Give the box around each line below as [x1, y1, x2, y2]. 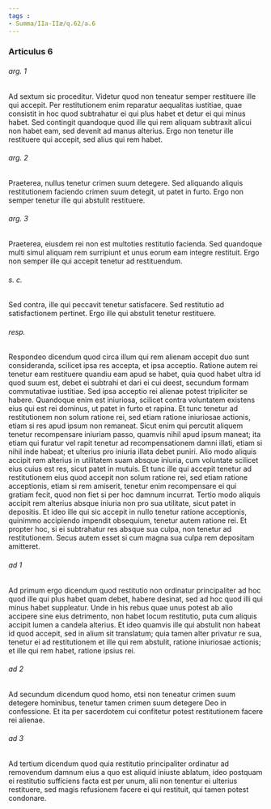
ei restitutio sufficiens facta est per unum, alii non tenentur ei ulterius [8, 776, 238, 786]
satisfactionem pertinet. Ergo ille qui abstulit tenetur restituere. [8, 309, 217, 319]
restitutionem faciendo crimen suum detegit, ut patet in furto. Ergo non [8, 186, 244, 196]
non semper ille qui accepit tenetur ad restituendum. [8, 256, 184, 266]
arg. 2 [8, 153, 28, 163]
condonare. [8, 794, 47, 803]
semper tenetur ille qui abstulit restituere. [8, 195, 146, 205]
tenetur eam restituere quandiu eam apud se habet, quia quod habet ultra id [8, 370, 261, 379]
